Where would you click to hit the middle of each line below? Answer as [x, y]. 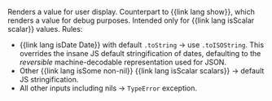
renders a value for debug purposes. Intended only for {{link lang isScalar [131, 20]
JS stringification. [49, 79]
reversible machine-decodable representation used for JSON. [123, 62]
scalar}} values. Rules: [45, 29]
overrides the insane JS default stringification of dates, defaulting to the [140, 53]
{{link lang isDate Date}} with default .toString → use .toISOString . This [142, 45]
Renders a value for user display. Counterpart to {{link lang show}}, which [132, 12]
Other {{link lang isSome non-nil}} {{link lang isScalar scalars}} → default [142, 71]
